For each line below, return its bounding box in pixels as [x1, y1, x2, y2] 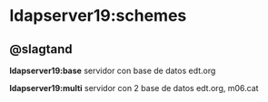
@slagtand [9, 42, 73, 57]
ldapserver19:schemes [9, 5, 187, 26]
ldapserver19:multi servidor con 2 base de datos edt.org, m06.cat [9, 83, 259, 93]
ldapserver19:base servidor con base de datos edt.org [9, 65, 216, 76]
